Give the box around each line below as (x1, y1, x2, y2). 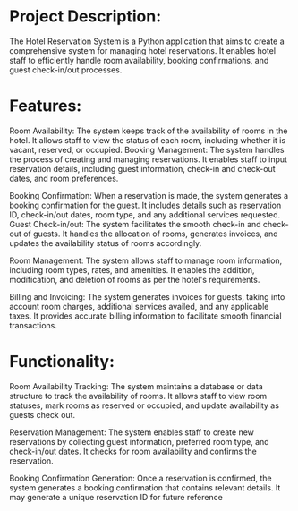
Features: (9, 96, 82, 116)
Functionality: (9, 352, 115, 372)
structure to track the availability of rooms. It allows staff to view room (9, 390, 268, 401)
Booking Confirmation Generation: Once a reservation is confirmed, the (9, 473, 273, 483)
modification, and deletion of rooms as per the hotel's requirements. (9, 274, 260, 285)
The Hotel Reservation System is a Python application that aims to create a (9, 36, 285, 47)
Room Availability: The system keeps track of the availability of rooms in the (9, 125, 288, 136)
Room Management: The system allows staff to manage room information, (9, 255, 283, 266)
